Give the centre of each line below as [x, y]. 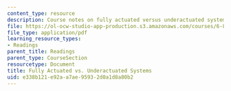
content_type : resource [41, 13]
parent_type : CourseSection [47, 58]
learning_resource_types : [44, 39]
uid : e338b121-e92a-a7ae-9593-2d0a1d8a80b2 [70, 77]
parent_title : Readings [41, 52]
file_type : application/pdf [47, 32]
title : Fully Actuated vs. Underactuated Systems [80, 70]
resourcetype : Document [41, 64]
